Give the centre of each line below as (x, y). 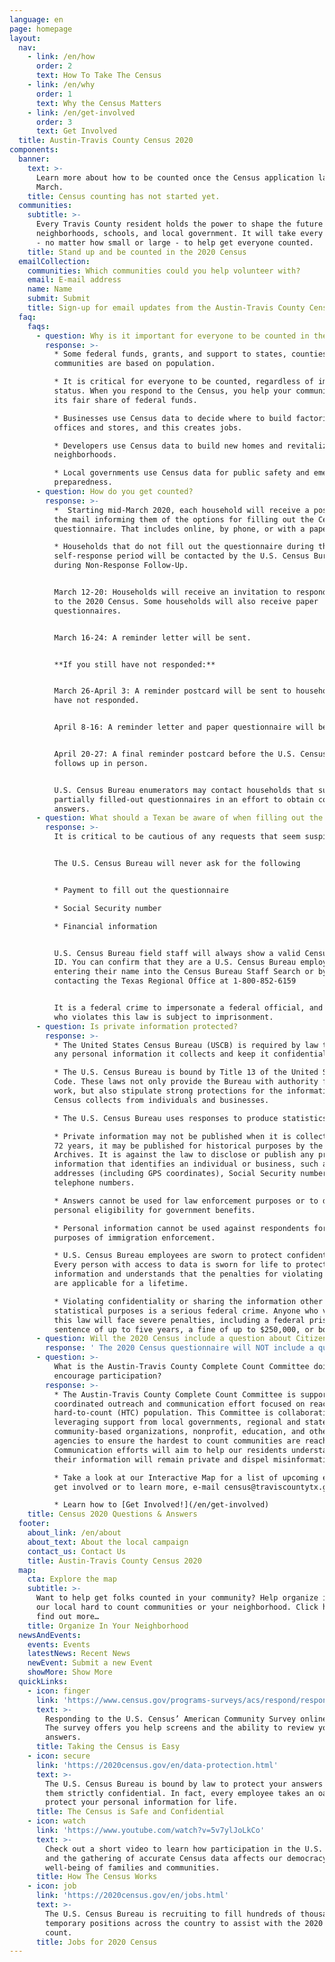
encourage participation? (107, 1376)
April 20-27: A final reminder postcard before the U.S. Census (190, 754)
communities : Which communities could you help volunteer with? (164, 271)
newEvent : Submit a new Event (90, 1663)
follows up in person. (101, 763)
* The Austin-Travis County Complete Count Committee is (175, 1394)
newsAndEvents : (50, 1635)
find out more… (67, 1616)
